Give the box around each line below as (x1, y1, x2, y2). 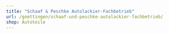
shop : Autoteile (6, 19, 46, 25)
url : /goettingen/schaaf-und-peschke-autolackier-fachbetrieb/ (6, 14, 164, 20)
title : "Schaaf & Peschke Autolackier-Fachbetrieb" (6, 8, 134, 14)
